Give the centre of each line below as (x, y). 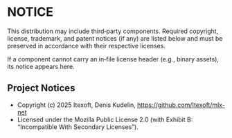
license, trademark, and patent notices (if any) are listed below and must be (115, 38)
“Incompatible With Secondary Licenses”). (78, 127)
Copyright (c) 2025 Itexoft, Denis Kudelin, (77, 105)
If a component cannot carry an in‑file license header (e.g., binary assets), (113, 59)
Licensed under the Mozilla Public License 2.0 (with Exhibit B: (105, 119)
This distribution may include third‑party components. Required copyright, (113, 31)
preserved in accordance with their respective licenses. (87, 46)
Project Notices (41, 88)
